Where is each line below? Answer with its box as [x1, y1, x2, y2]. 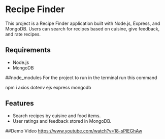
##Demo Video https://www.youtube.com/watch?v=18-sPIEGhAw [5, 128, 143, 134]
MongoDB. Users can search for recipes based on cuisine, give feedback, [5, 25, 160, 31]
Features [5, 99, 34, 108]
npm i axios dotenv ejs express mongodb [5, 84, 91, 90]
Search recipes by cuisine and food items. [12, 113, 101, 119]
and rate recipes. [5, 31, 41, 37]
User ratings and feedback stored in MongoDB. [12, 118, 112, 124]
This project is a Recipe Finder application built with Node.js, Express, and [5, 20, 160, 26]
